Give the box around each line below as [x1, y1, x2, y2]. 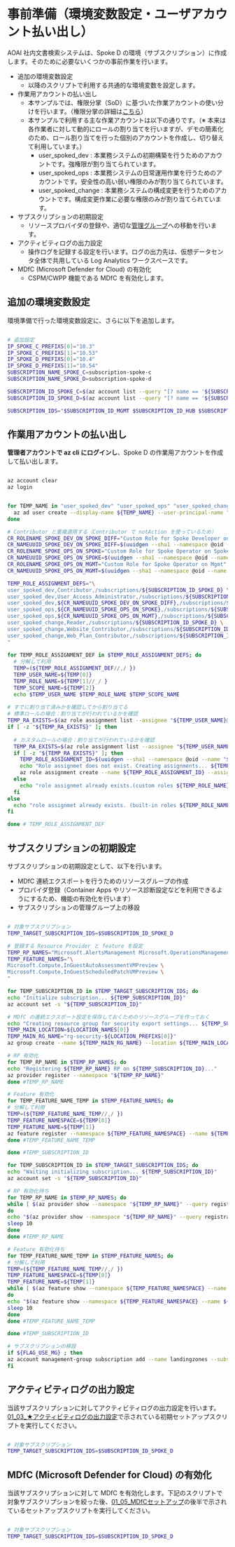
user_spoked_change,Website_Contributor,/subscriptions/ [7, 626, 177, 633]
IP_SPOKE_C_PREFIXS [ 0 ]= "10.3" [7, 343, 96, 350]
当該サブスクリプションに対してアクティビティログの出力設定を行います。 [7, 1403, 220, 1412]
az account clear [7, 478, 58, 485]
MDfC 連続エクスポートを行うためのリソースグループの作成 [17, 877, 189, 885]
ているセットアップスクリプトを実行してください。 [7, 1506, 155, 1515]
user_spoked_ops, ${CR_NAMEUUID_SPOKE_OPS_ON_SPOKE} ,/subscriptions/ [7, 606, 211, 614]
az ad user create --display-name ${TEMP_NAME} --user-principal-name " [13, 509, 230, 516]
